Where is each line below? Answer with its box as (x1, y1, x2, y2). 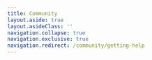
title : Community (7, 10, 58, 17)
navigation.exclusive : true (7, 36, 89, 43)
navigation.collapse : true (7, 29, 86, 37)
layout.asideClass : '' (7, 23, 73, 30)
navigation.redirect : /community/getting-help (7, 42, 145, 49)
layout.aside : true (7, 17, 64, 23)
